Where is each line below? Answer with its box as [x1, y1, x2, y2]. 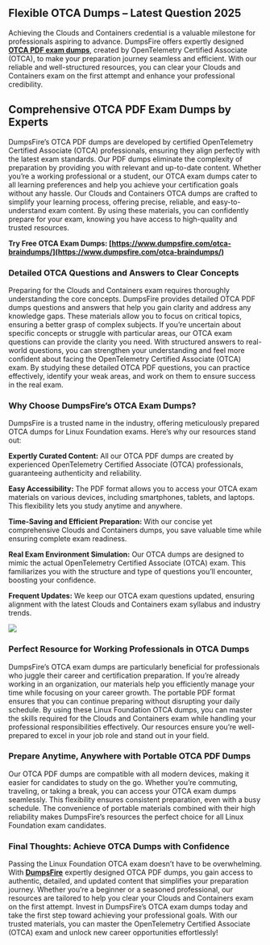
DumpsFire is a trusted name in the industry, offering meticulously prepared [8, 418, 260, 428]
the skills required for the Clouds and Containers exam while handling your [8, 713, 256, 723]
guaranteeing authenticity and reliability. [8, 468, 142, 478]
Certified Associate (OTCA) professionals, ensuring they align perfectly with [8, 145, 260, 155]
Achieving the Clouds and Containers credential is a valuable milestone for [8, 27, 256, 37]
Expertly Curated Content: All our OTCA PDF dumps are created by [8, 451, 234, 461]
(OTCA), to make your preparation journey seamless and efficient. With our [8, 53, 257, 63]
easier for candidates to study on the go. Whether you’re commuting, [8, 777, 238, 787]
